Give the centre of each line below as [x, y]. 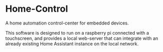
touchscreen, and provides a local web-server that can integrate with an [82, 38]
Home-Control [37, 9]
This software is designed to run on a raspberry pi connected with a [77, 33]
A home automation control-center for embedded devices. [67, 23]
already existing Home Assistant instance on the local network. [72, 43]
